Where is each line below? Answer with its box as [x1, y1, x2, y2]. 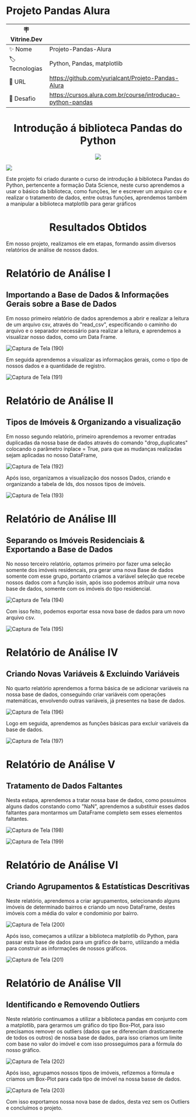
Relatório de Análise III [6, 512, 117, 525]
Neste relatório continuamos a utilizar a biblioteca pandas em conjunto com [6, 1015, 188, 1022]
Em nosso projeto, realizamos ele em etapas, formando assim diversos [6, 240, 176, 247]
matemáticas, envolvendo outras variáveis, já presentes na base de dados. [6, 697, 185, 704]
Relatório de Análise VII [6, 976, 121, 990]
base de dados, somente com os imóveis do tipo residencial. [6, 585, 152, 592]
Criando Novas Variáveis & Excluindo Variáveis [6, 669, 180, 679]
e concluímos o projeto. [6, 1104, 63, 1111]
